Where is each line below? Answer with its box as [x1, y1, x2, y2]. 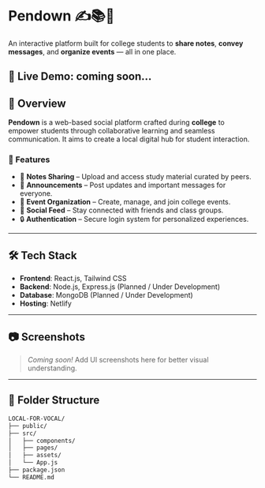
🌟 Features [8, 154, 50, 165]
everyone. [19, 189, 53, 198]
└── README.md [8, 473, 55, 481]
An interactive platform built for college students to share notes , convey [8, 38, 244, 48]
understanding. [27, 363, 77, 373]
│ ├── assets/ [8, 452, 62, 460]
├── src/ [8, 429, 37, 437]
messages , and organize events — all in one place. [8, 47, 177, 56]
